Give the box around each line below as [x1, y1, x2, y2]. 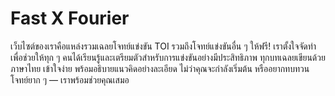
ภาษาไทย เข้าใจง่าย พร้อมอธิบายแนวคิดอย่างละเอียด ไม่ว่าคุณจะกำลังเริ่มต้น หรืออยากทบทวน [10, 62, 310, 74]
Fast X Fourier [10, 7, 130, 30]
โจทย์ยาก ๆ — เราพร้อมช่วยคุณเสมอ [10, 73, 130, 86]
